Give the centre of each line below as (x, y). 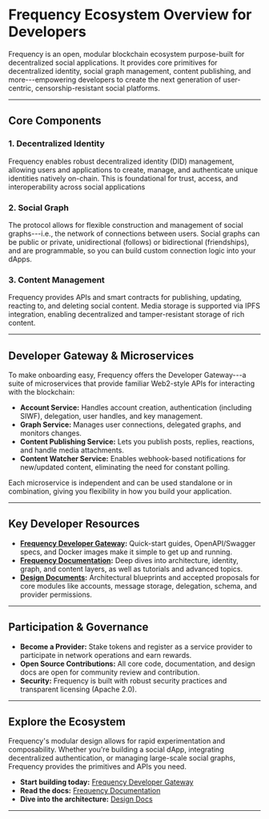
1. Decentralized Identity (57, 144)
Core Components (55, 121)
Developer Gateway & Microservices (101, 356)
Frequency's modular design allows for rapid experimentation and (117, 741)
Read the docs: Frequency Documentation (90, 791)
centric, (21, 88)
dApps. (20, 259)
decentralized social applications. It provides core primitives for (113, 63)
